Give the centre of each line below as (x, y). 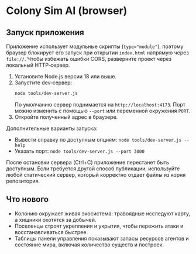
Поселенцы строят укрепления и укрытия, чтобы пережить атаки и (99, 226)
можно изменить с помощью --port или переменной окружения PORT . (102, 111)
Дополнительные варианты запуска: (52, 128)
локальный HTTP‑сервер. (38, 65)
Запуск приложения (45, 32)
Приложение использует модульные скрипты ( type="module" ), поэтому (95, 46)
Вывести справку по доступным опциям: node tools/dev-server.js (98, 139)
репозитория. (23, 181)
